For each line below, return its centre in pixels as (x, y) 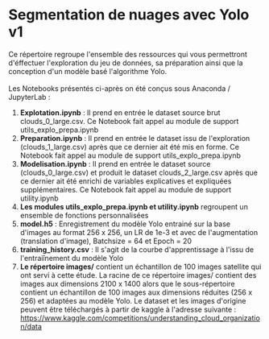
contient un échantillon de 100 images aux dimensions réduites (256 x (136, 292)
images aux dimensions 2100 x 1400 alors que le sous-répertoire (127, 283)
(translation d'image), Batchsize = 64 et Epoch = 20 (106, 241)
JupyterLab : (29, 97)
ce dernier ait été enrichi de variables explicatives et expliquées (126, 181)
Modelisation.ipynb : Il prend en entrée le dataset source (115, 163)
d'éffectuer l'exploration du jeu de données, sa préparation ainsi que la (126, 63)
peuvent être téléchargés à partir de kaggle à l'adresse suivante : (128, 309)
